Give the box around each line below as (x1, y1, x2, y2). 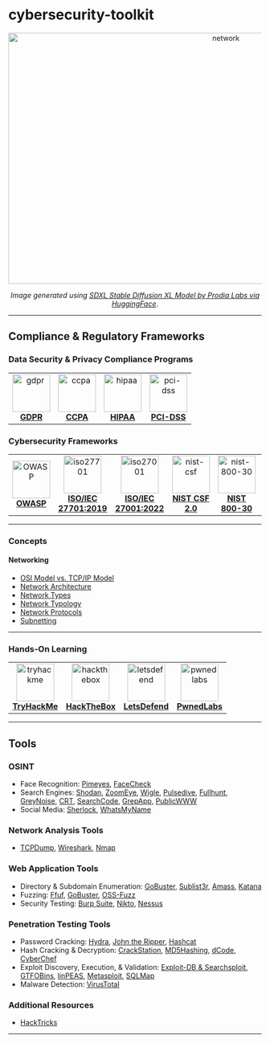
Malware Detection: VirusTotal (19, 979, 120, 989)
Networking (8, 555, 50, 565)
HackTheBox (65, 701, 117, 712)
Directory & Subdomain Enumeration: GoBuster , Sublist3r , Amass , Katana (19, 881, 262, 891)
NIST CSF (172, 493, 211, 504)
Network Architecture (19, 582, 92, 591)
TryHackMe (12, 701, 59, 712)
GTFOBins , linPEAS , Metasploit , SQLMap (19, 971, 155, 980)
